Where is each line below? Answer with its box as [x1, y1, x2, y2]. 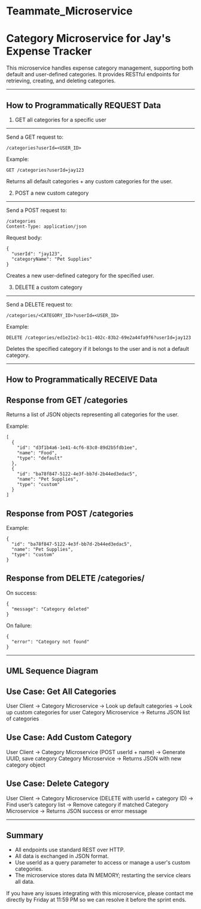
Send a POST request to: [6, 206, 68, 214]
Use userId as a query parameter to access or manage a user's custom [14, 859, 190, 866]
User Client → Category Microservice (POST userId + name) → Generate [6, 748, 185, 755]
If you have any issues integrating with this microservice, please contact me [6, 890, 193, 897]
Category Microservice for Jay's [6, 32, 171, 46]
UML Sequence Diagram [6, 666, 99, 676]
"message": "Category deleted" [11, 606, 90, 612]
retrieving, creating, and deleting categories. [6, 77, 116, 85]
